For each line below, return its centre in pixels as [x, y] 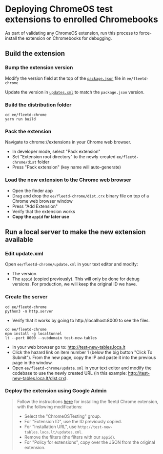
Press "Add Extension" [35, 206]
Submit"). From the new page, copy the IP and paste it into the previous [84, 357]
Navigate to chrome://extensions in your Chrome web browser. [68, 142]
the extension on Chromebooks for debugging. [65, 38]
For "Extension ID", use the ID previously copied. [73, 421]
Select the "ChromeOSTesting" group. [62, 416]
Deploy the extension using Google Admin [56, 391]
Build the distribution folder [38, 105]
